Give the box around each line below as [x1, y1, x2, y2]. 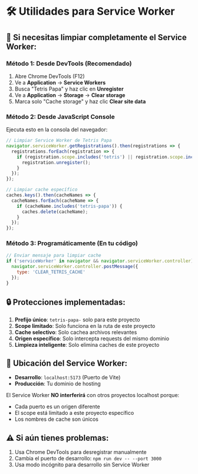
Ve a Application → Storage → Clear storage [14, 91, 126, 98]
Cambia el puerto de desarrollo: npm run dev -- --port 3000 [14, 455, 162, 462]
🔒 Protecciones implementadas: [6, 297, 126, 308]
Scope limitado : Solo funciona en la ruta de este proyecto [14, 322, 156, 329]
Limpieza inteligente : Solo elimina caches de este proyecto [14, 341, 160, 348]
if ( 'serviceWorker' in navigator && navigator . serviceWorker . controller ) [6, 258, 194, 264]
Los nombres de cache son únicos [14, 415, 99, 423]
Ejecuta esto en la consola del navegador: [6, 126, 108, 133]
